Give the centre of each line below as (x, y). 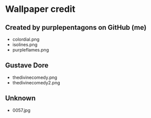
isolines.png (25, 45)
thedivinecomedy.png (35, 77)
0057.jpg (21, 110)
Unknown (20, 98)
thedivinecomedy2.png (36, 82)
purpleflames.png (30, 50)
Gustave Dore (27, 65)
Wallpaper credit (40, 9)
